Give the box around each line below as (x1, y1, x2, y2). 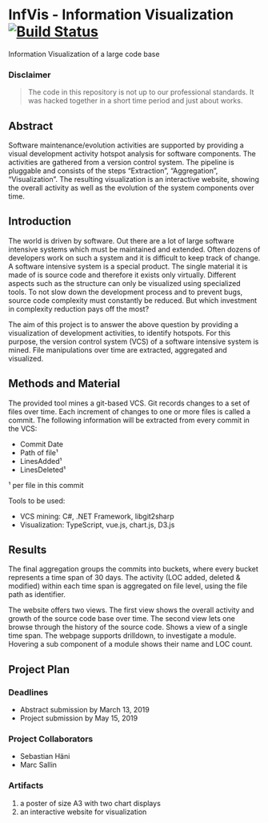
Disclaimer (8, 69, 51, 80)
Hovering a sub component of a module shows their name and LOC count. (8, 639, 254, 649)
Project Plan (8, 663, 70, 676)
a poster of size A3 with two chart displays (19, 798, 162, 808)
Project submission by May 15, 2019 (19, 713, 138, 723)
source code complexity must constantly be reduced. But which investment (8, 295, 258, 305)
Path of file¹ (19, 447, 58, 458)
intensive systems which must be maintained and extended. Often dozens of (8, 244, 261, 254)
